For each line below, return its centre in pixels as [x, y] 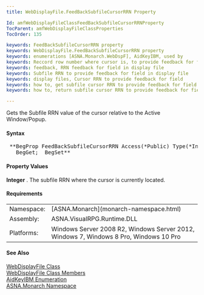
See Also [18, 253]
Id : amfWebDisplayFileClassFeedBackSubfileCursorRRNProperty [85, 23]
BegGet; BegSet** [43, 153]
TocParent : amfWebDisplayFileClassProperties [65, 29]
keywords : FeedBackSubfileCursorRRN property [65, 45]
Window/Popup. [26, 120]
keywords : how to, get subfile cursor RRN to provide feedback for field [102, 85]
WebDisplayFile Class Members [46, 273]
